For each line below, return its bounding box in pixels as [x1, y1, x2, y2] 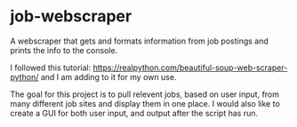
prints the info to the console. [10, 44, 118, 55]
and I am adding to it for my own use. [40, 71, 177, 82]
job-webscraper [10, 6, 132, 27]
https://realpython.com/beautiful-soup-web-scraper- [92, 62, 288, 73]
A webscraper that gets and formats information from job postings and [10, 36, 269, 46]
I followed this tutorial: [10, 62, 92, 73]
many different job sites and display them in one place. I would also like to [10, 98, 281, 108]
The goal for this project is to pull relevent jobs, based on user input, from [10, 89, 279, 99]
